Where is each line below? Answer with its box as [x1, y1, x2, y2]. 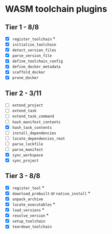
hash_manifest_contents [12, 119, 61, 124]
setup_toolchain [12, 219, 45, 224]
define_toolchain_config [12, 59, 63, 64]
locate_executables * [12, 202, 55, 207]
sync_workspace [12, 153, 44, 158]
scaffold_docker [12, 70, 45, 75]
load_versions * [12, 207, 45, 213]
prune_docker [12, 75, 39, 80]
